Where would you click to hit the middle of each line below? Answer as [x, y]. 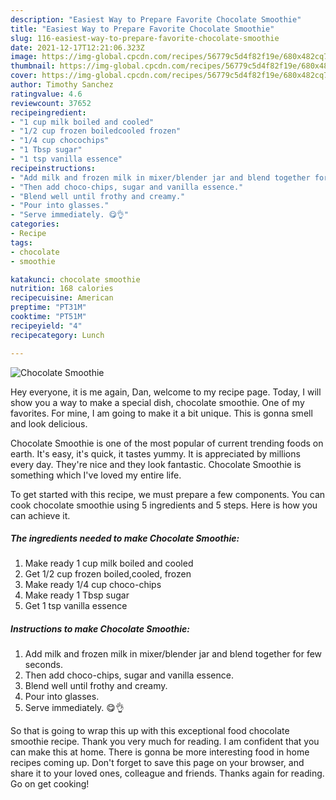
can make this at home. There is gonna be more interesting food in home [160, 752]
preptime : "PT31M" [48, 307]
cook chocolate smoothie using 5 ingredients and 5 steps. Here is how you [164, 505]
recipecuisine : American [62, 298]
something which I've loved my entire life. [96, 475]
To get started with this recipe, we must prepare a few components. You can [168, 494]
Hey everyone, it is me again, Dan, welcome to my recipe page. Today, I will [166, 392]
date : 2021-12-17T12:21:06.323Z [77, 47]
